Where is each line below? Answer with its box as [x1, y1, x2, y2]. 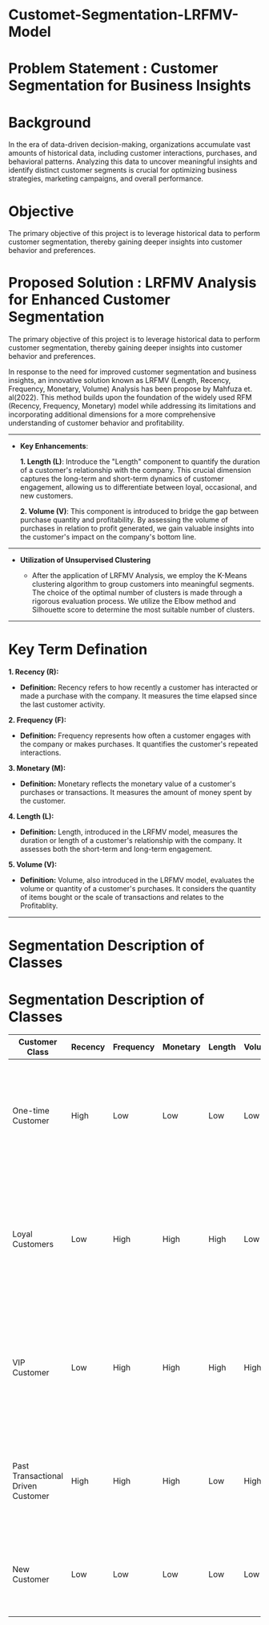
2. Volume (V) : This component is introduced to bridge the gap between [19, 507, 259, 516]
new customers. [19, 491, 74, 501]
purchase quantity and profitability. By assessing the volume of [19, 515, 228, 525]
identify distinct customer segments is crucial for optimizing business [8, 165, 238, 175]
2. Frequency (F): [8, 715, 66, 725]
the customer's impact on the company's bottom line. [19, 532, 197, 542]
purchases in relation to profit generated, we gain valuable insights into [19, 523, 255, 533]
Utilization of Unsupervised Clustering [19, 556, 151, 565]
